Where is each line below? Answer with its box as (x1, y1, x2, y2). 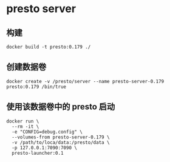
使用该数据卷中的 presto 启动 (6, 102, 115, 112)
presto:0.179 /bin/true (6, 84, 67, 90)
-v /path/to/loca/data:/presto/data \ (12, 139, 110, 146)
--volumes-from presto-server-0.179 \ (12, 134, 110, 140)
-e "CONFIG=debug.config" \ (12, 129, 83, 135)
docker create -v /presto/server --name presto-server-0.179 (6, 78, 165, 84)
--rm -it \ (12, 123, 39, 129)
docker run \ (6, 118, 39, 124)
